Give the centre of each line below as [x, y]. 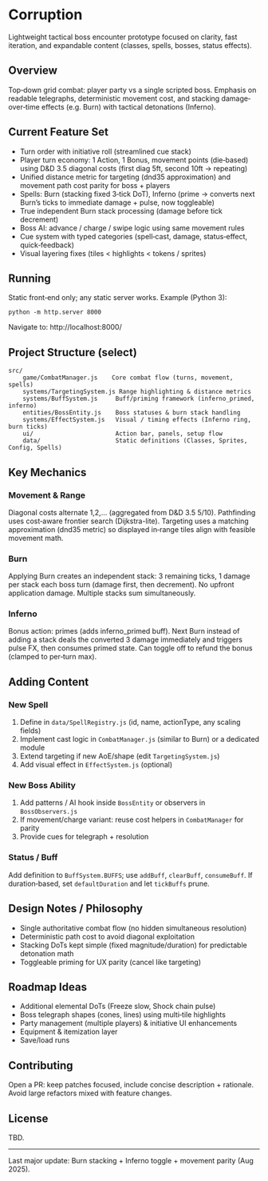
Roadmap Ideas [48, 987]
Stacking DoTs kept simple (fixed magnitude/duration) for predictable [133, 945]
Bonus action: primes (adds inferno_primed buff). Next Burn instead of [124, 631]
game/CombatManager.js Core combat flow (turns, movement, [128, 378]
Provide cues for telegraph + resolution [84, 837]
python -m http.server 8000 [55, 312]
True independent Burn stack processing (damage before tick [121, 210]
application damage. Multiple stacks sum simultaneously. [102, 593]
